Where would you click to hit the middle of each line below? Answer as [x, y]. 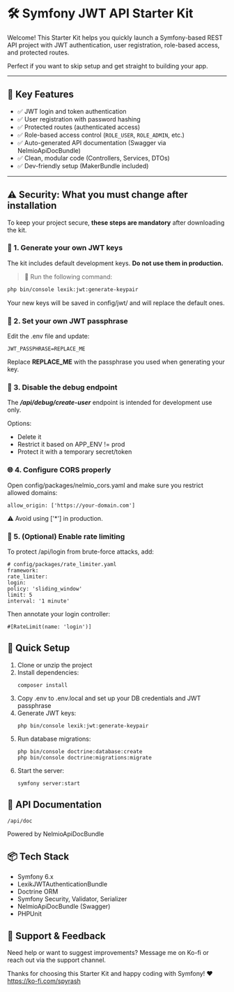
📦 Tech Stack [38, 856]
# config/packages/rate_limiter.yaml [62, 564]
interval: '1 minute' [39, 601]
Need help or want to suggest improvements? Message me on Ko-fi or [108, 953]
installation [32, 206]
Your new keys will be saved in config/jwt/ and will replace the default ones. [116, 303]
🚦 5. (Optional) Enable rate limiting [66, 536]
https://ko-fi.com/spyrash [44, 981]
